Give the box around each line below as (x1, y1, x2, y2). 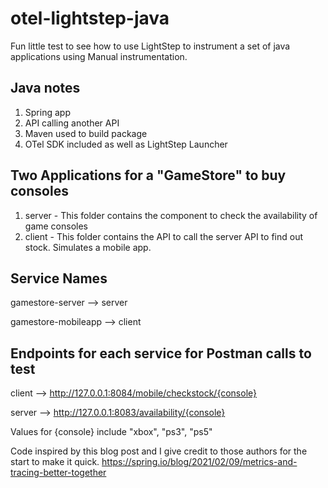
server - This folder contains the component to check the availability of (24, 209, 318, 221)
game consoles (24, 220, 88, 232)
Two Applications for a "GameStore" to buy (10, 167, 287, 184)
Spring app (24, 106, 71, 118)
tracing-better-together (10, 467, 107, 479)
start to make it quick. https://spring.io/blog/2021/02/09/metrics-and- (10, 456, 298, 468)
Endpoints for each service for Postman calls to (10, 345, 312, 362)
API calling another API (24, 117, 120, 129)
